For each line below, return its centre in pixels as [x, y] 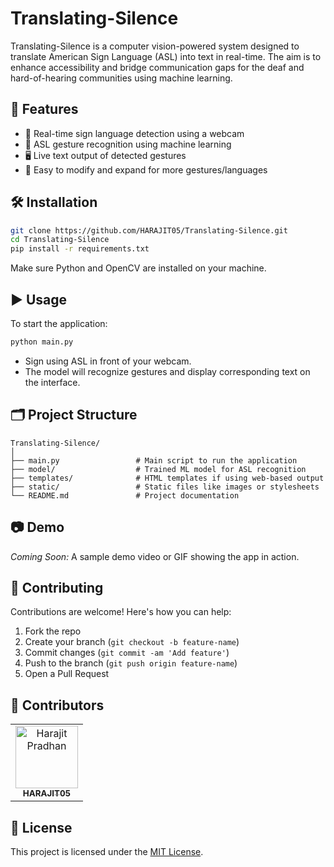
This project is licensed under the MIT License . [107, 851]
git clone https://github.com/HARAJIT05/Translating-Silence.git [149, 230]
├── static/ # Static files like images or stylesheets [165, 487]
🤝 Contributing [57, 587]
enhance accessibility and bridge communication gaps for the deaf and [157, 67]
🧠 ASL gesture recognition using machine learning [128, 144]
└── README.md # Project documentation [125, 495]
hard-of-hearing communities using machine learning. [121, 78]
